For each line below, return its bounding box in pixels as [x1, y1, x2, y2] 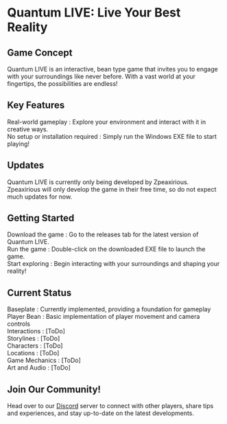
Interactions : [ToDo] [7, 327, 65, 335]
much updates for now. [7, 192, 73, 201]
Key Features [7, 100, 65, 111]
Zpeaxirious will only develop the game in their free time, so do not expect [7, 185, 217, 193]
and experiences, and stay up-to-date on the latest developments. [7, 409, 194, 417]
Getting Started [7, 212, 75, 224]
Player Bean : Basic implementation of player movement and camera [7, 313, 200, 321]
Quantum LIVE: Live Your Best [7, 5, 181, 21]
